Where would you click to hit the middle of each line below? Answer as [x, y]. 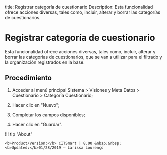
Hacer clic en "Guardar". [37, 124]
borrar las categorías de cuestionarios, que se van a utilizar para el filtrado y [83, 57]
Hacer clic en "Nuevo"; [36, 105]
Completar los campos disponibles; [49, 115]
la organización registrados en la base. [45, 62]
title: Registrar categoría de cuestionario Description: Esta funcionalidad [79, 7]
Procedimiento [29, 78]
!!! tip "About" [19, 134]
